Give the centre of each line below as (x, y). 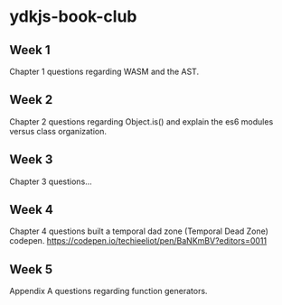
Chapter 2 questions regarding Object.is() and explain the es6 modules (141, 121)
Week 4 (32, 210)
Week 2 (31, 100)
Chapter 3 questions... (51, 181)
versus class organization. (58, 131)
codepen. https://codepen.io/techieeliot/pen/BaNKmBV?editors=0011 (138, 241)
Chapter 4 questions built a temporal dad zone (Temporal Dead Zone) (139, 231)
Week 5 (31, 269)
